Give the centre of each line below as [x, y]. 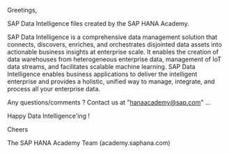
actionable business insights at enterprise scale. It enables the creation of [113, 52]
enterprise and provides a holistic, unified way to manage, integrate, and [111, 82]
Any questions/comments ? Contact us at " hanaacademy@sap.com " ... [109, 102]
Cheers [18, 129]
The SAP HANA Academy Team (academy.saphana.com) [89, 143]
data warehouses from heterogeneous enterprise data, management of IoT [114, 59]
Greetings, [22, 10]
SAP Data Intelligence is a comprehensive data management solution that [112, 37]
